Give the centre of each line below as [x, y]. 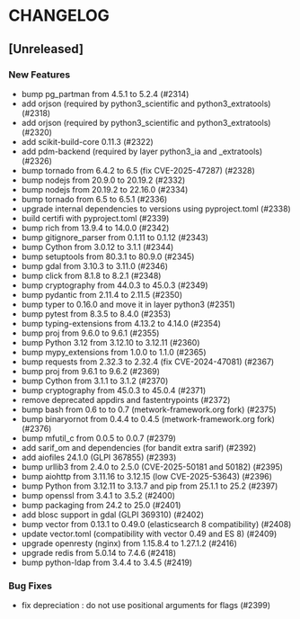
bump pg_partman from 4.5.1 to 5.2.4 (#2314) [105, 94]
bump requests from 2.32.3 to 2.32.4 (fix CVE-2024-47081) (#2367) [148, 362]
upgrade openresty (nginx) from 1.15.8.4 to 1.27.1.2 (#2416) [129, 543]
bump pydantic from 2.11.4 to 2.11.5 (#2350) [102, 294]
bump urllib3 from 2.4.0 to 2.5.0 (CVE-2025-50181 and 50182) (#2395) [152, 466]
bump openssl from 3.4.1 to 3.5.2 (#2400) [98, 495]
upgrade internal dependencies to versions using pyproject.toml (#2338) [156, 209]
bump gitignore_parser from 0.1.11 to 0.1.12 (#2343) [115, 237]
